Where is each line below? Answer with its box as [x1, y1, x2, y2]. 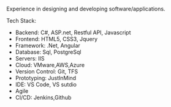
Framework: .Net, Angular [15, 42, 81, 49]
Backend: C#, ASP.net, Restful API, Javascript [15, 29, 131, 36]
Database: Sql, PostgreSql [15, 48, 82, 56]
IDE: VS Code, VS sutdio [15, 81, 77, 88]
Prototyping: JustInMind [15, 75, 77, 81]
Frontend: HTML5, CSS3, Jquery [15, 35, 98, 42]
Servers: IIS [15, 55, 45, 62]
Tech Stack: [6, 17, 37, 24]
